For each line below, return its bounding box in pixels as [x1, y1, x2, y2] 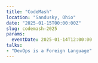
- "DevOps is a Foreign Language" [6, 48, 93, 54]
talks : [6, 43, 23, 49]
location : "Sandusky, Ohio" [6, 14, 76, 20]
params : [6, 31, 26, 37]
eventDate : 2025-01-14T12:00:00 [11, 37, 93, 43]
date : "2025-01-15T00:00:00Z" [6, 20, 82, 26]
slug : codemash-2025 [6, 25, 58, 32]
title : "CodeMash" [6, 8, 52, 15]
